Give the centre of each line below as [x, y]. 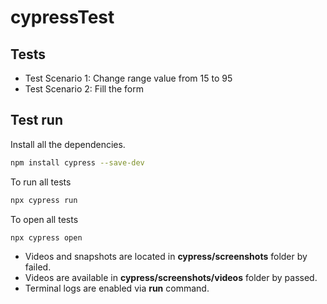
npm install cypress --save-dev [77, 162]
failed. [38, 267]
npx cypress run [44, 200]
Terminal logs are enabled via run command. [117, 288]
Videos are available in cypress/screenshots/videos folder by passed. [171, 278]
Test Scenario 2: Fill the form [84, 89]
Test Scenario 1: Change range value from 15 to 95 [128, 78]
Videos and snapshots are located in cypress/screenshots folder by [166, 257]
